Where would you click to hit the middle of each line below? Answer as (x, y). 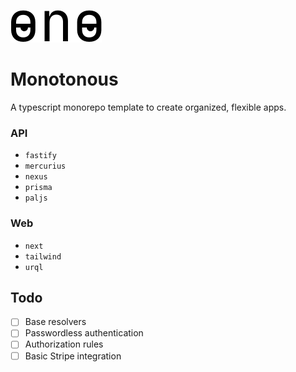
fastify (40, 156)
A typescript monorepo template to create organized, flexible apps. (148, 107)
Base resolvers (55, 322)
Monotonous (64, 79)
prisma (38, 188)
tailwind (43, 256)
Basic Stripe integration (73, 356)
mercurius (45, 166)
